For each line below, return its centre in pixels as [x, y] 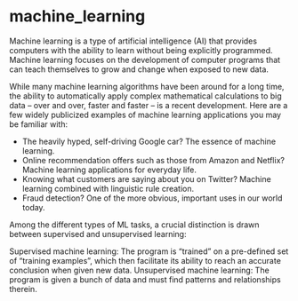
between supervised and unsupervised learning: [98, 234]
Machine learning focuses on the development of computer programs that [145, 59]
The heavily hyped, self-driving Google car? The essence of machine [149, 141]
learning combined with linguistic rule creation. [108, 188]
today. [34, 207]
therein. [23, 289]
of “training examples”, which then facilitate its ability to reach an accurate [145, 260]
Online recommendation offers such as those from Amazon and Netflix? [153, 160]
